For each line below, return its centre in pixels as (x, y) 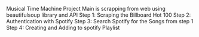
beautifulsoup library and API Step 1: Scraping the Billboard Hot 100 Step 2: (99, 15)
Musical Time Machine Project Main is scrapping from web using (86, 9)
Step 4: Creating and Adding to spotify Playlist (63, 27)
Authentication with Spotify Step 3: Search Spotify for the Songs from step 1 (100, 21)
